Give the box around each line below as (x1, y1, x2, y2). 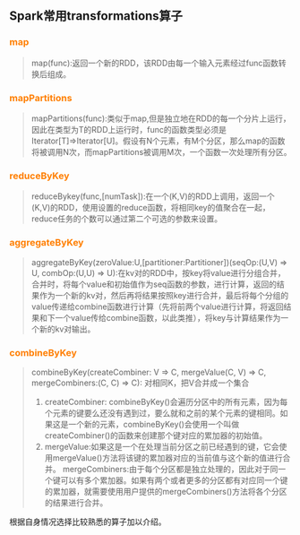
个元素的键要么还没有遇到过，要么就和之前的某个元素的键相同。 (44, 407, 280, 419)
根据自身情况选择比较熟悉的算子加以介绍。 (9, 516, 167, 527)
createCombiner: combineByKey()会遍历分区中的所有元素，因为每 (44, 396, 288, 407)
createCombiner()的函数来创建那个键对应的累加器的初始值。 (44, 429, 268, 441)
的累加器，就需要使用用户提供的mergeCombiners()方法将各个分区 (44, 486, 287, 496)
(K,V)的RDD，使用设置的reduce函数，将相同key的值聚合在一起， (30, 203, 270, 213)
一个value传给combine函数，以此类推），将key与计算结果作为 (55, 312, 281, 323)
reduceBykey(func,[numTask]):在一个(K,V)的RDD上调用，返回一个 (30, 191, 275, 202)
